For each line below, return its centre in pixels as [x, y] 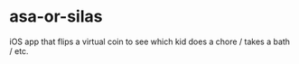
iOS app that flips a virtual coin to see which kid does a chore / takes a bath [150, 41]
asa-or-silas [56, 17]
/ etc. [19, 50]
